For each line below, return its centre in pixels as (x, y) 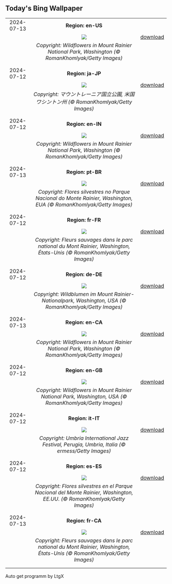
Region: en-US (84, 25)
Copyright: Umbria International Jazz (84, 438)
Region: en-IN (84, 124)
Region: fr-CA (84, 521)
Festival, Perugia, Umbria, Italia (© (84, 444)
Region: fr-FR (84, 220)
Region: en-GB (84, 370)
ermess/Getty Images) (84, 451)
